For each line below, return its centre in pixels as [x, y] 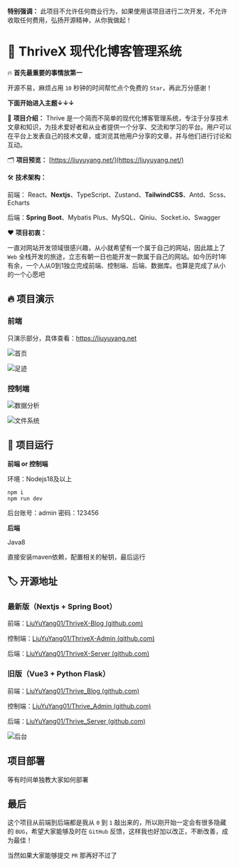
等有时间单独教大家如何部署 [48, 779]
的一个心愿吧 [26, 274]
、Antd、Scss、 [206, 195]
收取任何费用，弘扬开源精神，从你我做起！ [70, 20]
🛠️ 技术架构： [27, 177]
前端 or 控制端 [28, 463]
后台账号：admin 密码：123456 [53, 512]
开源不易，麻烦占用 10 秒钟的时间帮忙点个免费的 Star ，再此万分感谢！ [110, 88]
